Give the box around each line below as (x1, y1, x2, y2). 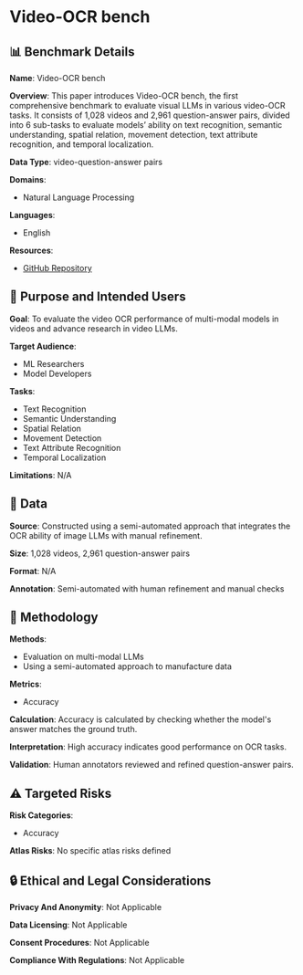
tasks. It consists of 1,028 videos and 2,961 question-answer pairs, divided (9, 110, 290, 121)
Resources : (9, 245, 54, 256)
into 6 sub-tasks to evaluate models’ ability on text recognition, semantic (9, 120, 283, 130)
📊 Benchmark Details (9, 44, 135, 59)
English (22, 227, 51, 238)
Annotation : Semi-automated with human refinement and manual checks (9, 582, 285, 594)
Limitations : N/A (9, 469, 72, 480)
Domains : (9, 174, 47, 184)
